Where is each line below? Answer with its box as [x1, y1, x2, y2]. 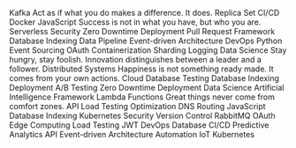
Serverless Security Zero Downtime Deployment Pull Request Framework [9, 26, 276, 36]
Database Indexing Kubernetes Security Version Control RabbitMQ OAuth [9, 110, 276, 121]
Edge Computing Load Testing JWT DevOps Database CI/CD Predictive [9, 120, 269, 130]
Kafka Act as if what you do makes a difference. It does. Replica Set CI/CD [9, 8, 280, 18]
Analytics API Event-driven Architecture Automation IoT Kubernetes [9, 129, 254, 139]
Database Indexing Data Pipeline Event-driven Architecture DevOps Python [9, 35, 283, 46]
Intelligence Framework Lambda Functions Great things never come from [9, 92, 276, 102]
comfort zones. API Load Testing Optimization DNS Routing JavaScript [9, 101, 267, 111]
